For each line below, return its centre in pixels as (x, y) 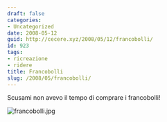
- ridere (20, 65)
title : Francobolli (35, 71)
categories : (24, 20)
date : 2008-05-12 (32, 33)
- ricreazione (28, 59)
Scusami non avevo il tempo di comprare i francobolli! (84, 98)
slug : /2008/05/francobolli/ (49, 78)
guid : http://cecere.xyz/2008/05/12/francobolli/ (80, 40)
